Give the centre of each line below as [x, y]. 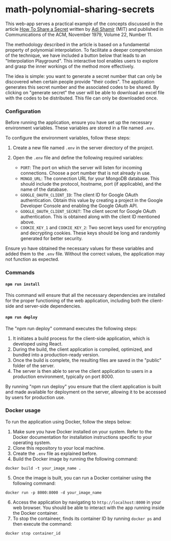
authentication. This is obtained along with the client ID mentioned [90, 217]
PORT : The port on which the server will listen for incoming [81, 168]
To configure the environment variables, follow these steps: [68, 138]
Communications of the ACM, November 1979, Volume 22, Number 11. [79, 34]
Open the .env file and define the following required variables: [78, 158]
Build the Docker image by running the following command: [75, 459]
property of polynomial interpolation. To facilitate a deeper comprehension [84, 50]
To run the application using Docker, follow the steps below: [68, 422]
